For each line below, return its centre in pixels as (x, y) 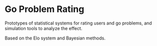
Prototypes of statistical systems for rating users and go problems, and (78, 23)
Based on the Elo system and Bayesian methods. (55, 38)
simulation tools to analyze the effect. (44, 28)
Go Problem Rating (45, 9)
